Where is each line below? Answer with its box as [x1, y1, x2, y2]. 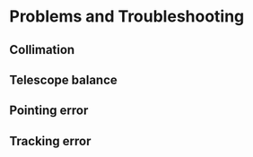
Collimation [9, 42, 75, 57]
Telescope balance [9, 72, 118, 87]
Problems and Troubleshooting [9, 6, 245, 27]
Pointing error [9, 103, 89, 118]
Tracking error [9, 133, 92, 149]
